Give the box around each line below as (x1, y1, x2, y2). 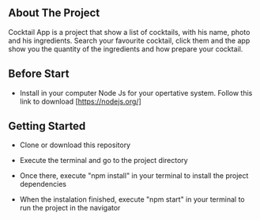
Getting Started (8, 119, 86, 133)
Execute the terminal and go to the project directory (19, 156, 188, 165)
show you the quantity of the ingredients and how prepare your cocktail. (8, 44, 243, 54)
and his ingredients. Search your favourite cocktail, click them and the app (8, 36, 251, 45)
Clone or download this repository (19, 140, 131, 150)
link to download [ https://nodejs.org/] (19, 97, 142, 106)
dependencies (19, 180, 67, 189)
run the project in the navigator (19, 203, 121, 213)
